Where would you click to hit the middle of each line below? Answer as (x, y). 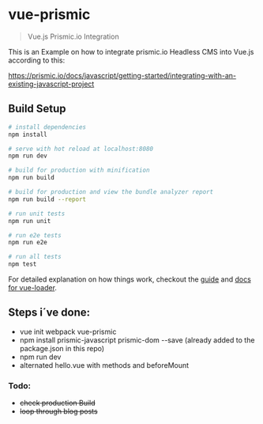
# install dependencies (47, 127)
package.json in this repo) (62, 348)
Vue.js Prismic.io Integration (73, 36)
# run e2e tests (35, 235)
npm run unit (30, 221)
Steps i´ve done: (49, 313)
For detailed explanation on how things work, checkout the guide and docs (130, 279)
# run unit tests (37, 214)
